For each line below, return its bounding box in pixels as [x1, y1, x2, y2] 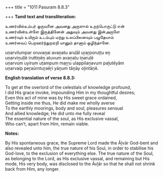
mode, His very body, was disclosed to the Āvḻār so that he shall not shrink [5, 161, 156, 167]
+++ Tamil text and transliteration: [5, 14, 76, 19]
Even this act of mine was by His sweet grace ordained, [5, 95, 117, 100]
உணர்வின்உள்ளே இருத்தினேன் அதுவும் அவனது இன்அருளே [5, 29, 120, 34]
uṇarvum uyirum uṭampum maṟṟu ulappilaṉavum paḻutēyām [5, 60, 124, 66]
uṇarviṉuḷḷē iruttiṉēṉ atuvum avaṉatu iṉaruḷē [5, 55, 94, 60]
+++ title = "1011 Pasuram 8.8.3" [5, 4, 70, 10]
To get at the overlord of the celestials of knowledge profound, [5, 85, 131, 90]
